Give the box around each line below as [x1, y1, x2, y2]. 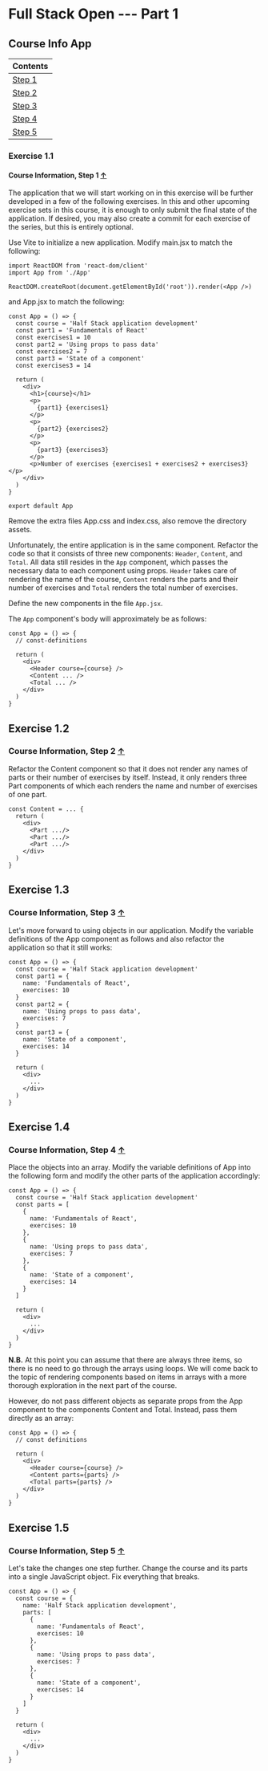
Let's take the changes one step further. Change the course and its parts [8, 1563, 248, 1573]
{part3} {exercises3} [37, 446, 110, 454]
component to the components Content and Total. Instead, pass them [8, 1405, 238, 1415]
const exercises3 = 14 [15, 362, 91, 370]
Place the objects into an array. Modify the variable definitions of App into [8, 1162, 251, 1172]
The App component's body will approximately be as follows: [8, 614, 207, 624]
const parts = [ [15, 1201, 70, 1209]
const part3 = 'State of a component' [15, 355, 146, 363]
